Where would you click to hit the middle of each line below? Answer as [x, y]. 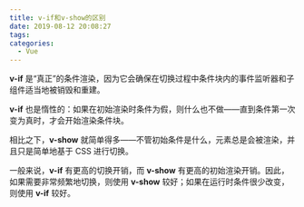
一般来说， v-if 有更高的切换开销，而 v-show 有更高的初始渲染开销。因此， [149, 171]
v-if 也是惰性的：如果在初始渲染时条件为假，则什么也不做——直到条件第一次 [152, 109]
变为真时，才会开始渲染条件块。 [69, 121]
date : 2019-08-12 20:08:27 [60, 26]
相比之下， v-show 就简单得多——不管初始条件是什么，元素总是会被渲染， [148, 140]
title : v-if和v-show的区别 [58, 18]
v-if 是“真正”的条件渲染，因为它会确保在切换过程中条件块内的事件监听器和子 [152, 79]
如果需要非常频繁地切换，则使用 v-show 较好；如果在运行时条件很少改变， [150, 182]
